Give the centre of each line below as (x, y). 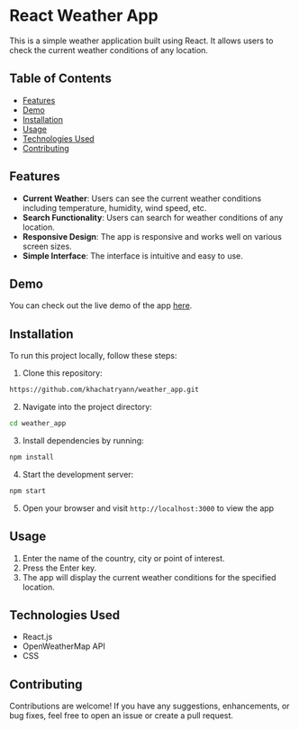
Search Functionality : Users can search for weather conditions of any (153, 217)
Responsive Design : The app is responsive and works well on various (152, 236)
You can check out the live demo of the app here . (101, 306)
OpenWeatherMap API (63, 646)
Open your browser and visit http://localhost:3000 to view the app (148, 508)
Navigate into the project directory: (87, 407)
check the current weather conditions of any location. (109, 50)
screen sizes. (47, 246)
